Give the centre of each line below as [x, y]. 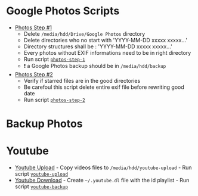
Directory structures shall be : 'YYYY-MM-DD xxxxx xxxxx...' [98, 46]
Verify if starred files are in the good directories [82, 80]
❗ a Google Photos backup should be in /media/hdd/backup [95, 66]
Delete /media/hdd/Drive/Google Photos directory [84, 33]
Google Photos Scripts [63, 11]
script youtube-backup [41, 186]
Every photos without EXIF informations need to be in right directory [107, 52]
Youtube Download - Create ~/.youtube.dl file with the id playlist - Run [102, 181]
